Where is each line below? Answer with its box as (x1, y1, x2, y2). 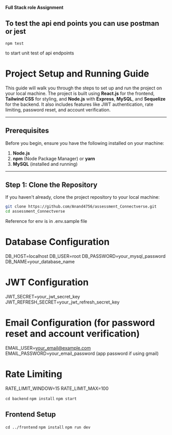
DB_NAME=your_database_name (5, 259, 75, 265)
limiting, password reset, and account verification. (5, 106, 111, 112)
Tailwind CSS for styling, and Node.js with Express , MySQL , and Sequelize (5, 96, 166, 102)
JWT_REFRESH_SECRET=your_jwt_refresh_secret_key (5, 299, 120, 305)
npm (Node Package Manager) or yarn (12, 155, 96, 161)
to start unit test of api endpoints (5, 50, 74, 56)
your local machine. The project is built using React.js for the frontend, (5, 90, 155, 97)
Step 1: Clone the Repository (5, 180, 98, 189)
